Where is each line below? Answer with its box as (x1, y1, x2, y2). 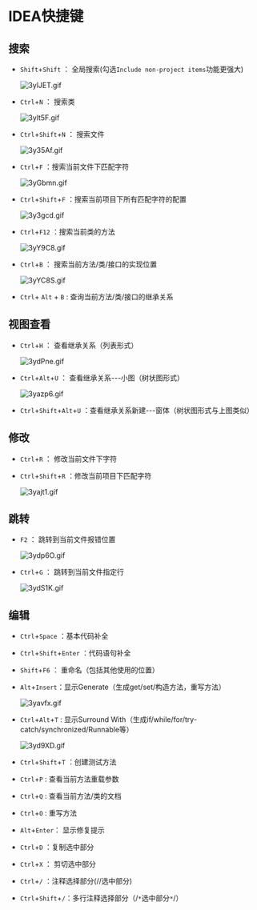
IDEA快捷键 (8, 7, 84, 26)
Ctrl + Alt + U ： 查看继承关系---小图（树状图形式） (19, 373, 184, 383)
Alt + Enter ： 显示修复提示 (19, 825, 106, 835)
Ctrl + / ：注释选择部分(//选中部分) (19, 876, 133, 886)
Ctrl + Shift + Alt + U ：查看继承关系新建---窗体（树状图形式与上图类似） (19, 405, 254, 415)
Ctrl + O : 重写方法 (19, 808, 78, 818)
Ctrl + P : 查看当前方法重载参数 (19, 774, 119, 784)
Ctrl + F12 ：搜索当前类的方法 (19, 227, 116, 236)
